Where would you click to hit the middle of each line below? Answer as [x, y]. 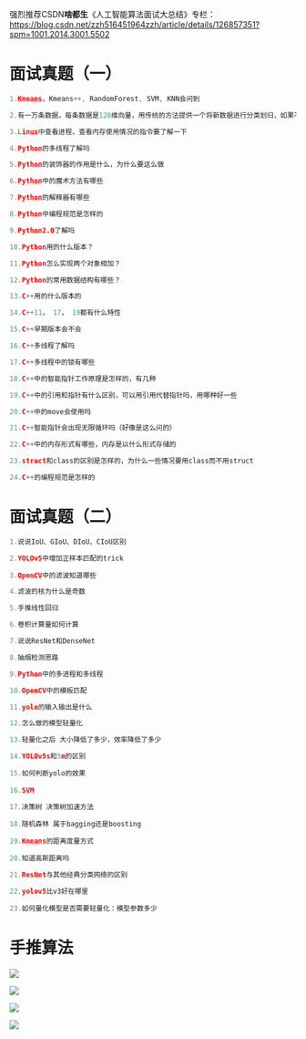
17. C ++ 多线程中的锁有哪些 [52, 362]
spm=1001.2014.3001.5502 [60, 34]
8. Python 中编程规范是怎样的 [56, 214]
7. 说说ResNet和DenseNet [52, 641]
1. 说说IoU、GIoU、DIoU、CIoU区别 [68, 542]
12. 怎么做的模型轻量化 [46, 723]
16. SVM [22, 790]
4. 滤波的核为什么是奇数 [48, 592]
